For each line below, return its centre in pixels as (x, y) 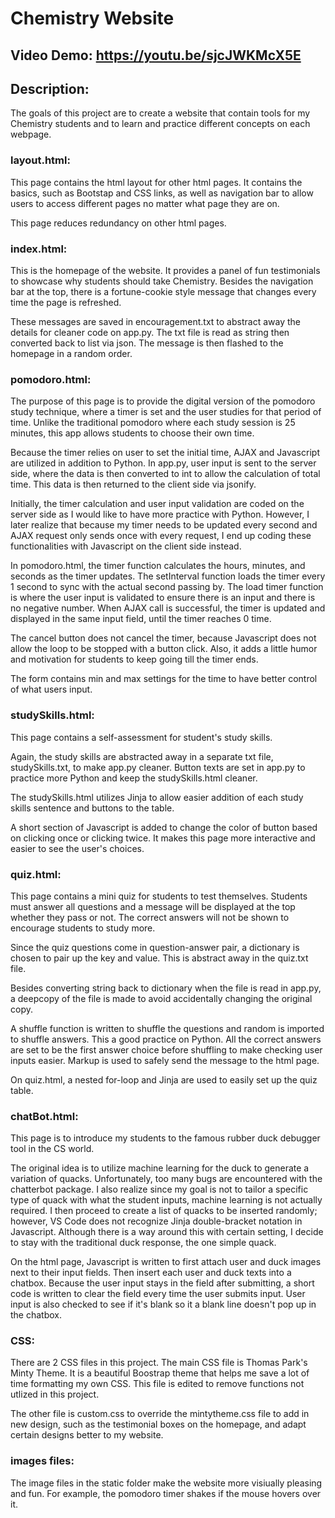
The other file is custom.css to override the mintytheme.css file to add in (160, 1414)
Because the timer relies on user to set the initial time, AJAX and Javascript (165, 453)
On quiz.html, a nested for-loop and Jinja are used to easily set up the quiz (164, 1079)
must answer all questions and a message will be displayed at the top (153, 906)
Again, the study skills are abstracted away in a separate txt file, (142, 756)
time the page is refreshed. (66, 302)
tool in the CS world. (52, 1149)
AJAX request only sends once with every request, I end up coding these (161, 536)
